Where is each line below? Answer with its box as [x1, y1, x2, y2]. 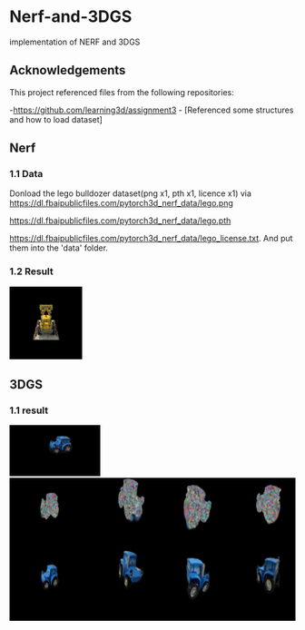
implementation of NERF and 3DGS [9, 36, 141, 47]
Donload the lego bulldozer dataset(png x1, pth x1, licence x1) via [9, 188, 252, 199]
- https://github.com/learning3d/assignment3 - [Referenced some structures [9, 104, 294, 115]
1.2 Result [9, 265, 54, 278]
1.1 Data [9, 168, 44, 181]
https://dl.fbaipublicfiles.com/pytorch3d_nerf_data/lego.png [9, 198, 233, 209]
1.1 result [9, 404, 48, 417]
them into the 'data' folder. [9, 242, 109, 253]
